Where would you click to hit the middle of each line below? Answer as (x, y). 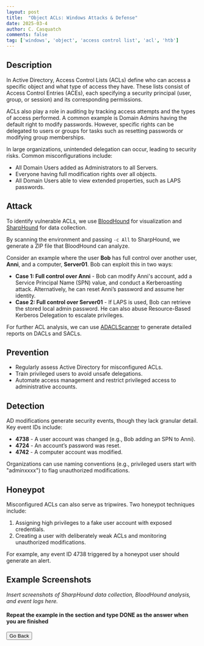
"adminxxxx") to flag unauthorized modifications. (68, 470)
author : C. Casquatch (34, 29)
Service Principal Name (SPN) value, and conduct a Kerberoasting (98, 283)
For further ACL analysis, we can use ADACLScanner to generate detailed (99, 327)
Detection (25, 406)
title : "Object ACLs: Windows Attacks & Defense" (72, 18)
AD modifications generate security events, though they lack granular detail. (102, 421)
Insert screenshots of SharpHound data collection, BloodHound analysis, (99, 595)
